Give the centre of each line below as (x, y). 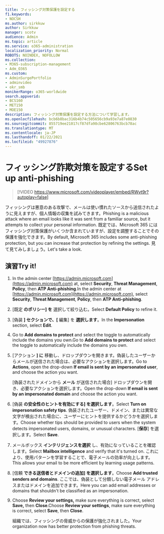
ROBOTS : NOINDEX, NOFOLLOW (33, 55)
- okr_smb (15, 87)
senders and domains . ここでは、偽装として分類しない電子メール (79, 479)
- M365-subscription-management (38, 64)
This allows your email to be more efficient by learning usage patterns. (83, 463)
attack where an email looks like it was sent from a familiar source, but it (78, 219)
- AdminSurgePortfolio (28, 78)
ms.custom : (16, 74)
